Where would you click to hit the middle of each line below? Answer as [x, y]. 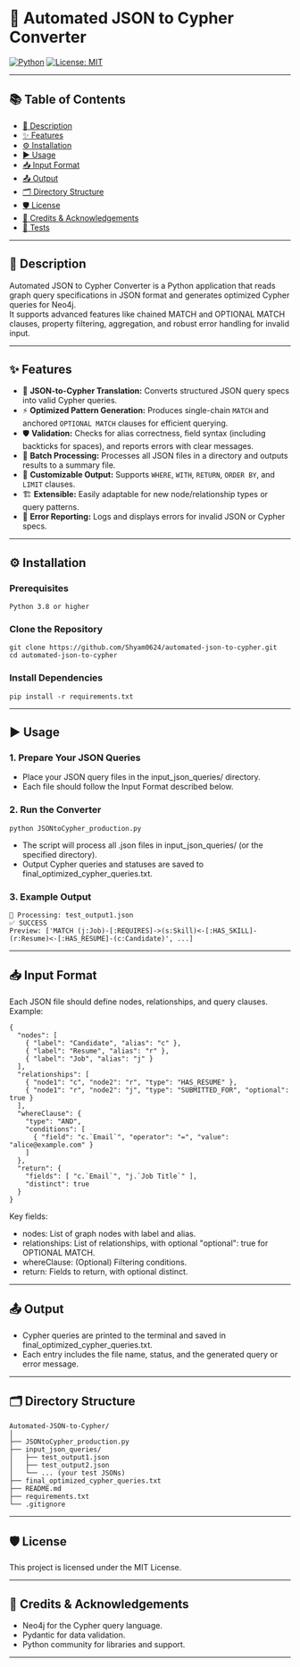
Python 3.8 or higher [50, 607]
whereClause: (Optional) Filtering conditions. [104, 1262]
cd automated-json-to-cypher [63, 656]
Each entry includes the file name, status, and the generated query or [150, 1354]
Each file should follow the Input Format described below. [128, 787]
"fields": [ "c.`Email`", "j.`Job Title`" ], [112, 1176]
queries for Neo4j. [43, 304]
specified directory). [60, 854]
